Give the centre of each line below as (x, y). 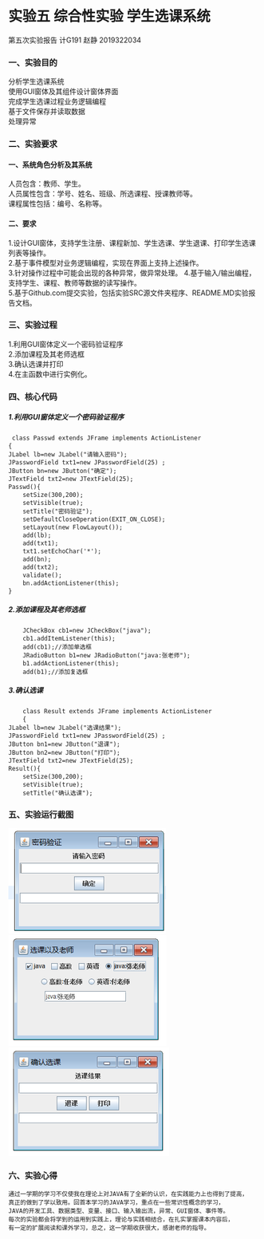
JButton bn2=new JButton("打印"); (65, 752)
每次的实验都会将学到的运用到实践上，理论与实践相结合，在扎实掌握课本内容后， (121, 1220)
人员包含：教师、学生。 (47, 183)
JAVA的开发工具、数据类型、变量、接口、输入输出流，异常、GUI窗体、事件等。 (119, 1211)
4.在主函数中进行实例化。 (50, 374)
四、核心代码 (33, 397)
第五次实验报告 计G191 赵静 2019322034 (75, 40)
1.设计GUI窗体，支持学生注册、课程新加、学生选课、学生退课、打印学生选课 (132, 243)
